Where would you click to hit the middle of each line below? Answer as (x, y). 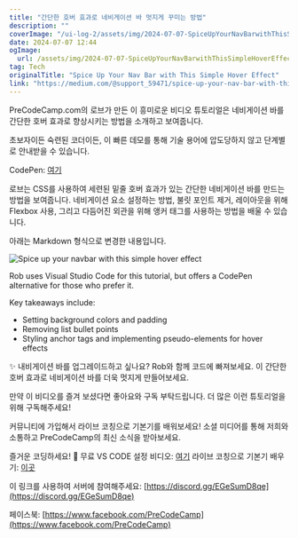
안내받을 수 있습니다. (54, 151)
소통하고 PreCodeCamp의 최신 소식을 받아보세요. (95, 437)
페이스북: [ (27, 514)
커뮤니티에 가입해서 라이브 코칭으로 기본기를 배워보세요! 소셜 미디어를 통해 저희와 (149, 426)
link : (19, 83)
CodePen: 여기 (35, 170)
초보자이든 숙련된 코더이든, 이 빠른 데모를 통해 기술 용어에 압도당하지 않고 (136, 139)
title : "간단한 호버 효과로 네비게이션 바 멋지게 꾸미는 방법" (108, 17)
